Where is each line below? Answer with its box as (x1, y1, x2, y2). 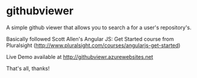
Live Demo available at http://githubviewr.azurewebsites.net (6, 53, 153, 60)
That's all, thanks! (6, 64, 50, 72)
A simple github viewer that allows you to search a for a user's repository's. (6, 24, 192, 31)
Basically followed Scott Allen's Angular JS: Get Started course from (6, 35, 174, 42)
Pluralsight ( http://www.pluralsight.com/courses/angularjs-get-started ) (6, 42, 181, 49)
